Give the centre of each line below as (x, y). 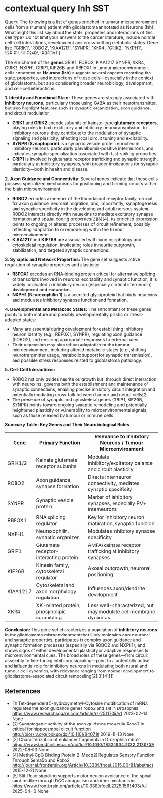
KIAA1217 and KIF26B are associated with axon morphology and (77, 239)
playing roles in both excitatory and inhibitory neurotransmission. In (79, 127)
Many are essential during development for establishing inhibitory (78, 329)
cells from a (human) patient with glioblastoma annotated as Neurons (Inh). (80, 27)
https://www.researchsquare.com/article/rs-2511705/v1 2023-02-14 (80, 713)
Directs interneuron (110, 477)
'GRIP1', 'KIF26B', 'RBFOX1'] (33, 53)
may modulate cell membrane (122, 611)
